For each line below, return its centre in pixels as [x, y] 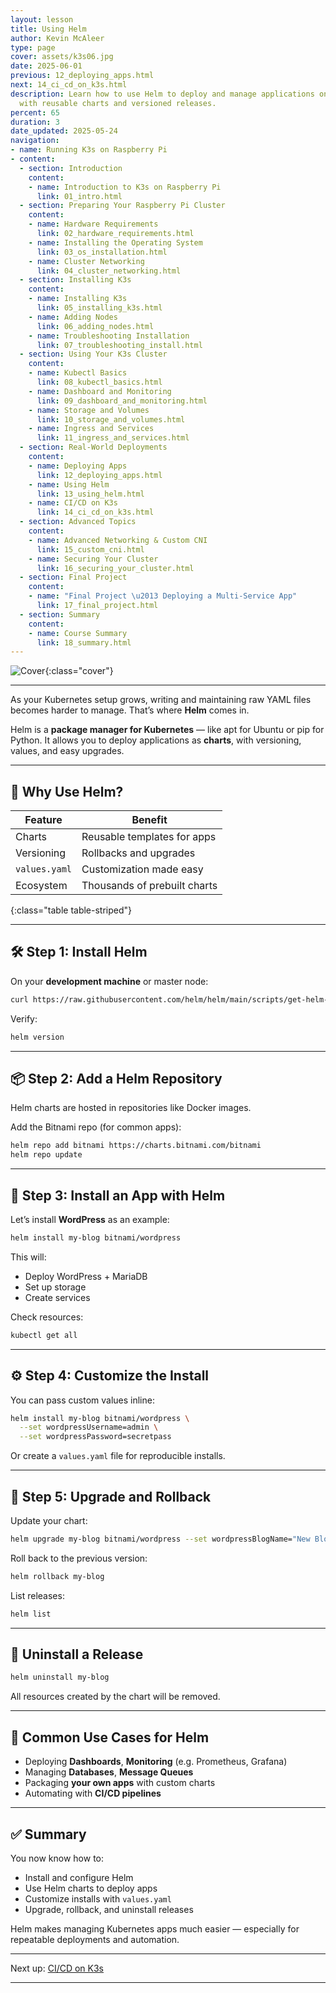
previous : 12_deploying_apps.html [82, 76]
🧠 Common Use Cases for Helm [110, 1737]
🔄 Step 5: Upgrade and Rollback [111, 1496]
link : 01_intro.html [79, 196]
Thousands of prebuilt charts [149, 886]
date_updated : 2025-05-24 [64, 131]
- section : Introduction [71, 168]
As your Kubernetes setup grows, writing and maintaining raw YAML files [161, 700]
